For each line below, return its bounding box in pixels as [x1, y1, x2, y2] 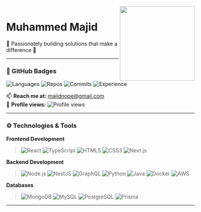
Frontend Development [6, 135, 65, 142]
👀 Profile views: [6, 101, 46, 108]
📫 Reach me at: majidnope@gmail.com [6, 93, 105, 100]
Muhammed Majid [6, 20, 98, 34]
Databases [6, 182, 34, 189]
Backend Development [6, 158, 64, 165]
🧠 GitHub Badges [6, 67, 57, 75]
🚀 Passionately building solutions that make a [6, 40, 118, 47]
